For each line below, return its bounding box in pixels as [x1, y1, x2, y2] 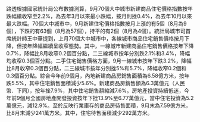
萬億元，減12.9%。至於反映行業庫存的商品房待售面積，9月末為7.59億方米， [6, 102, 192, 109]
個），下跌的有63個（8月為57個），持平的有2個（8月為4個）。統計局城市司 [6, 27, 186, 35]
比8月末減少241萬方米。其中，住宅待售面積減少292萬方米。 [6, 110, 153, 116]
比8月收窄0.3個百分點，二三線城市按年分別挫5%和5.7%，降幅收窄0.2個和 [6, 65, 186, 71]
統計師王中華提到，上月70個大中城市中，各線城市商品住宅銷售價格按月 [11, 35, 185, 42]
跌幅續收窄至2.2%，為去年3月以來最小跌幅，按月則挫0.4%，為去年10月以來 [6, 12, 192, 20]
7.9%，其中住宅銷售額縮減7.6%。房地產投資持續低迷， [50, 87, 185, 94]
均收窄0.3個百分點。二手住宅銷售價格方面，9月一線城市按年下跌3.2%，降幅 [6, 57, 192, 64]
